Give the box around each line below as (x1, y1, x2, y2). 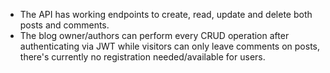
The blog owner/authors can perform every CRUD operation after (19, 30, 290, 41)
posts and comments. (19, 19, 110, 31)
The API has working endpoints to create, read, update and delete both (19, 9, 313, 20)
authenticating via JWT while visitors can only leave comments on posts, (19, 40, 320, 52)
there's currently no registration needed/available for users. (19, 51, 266, 63)
